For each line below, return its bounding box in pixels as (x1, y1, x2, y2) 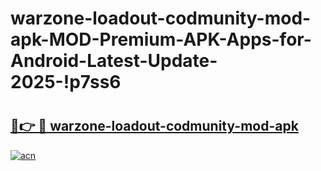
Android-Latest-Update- (10, 50, 218, 72)
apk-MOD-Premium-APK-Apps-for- (10, 28, 312, 51)
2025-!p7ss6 (10, 71, 122, 94)
